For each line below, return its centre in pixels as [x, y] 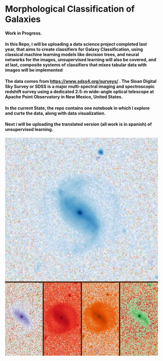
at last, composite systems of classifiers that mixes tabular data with [76, 65]
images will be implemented [34, 70]
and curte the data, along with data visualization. [55, 113]
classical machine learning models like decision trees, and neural [72, 55]
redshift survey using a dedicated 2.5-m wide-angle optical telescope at [80, 92]
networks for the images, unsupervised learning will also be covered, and [81, 60]
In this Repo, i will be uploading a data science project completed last [76, 44]
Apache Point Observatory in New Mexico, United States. [64, 96]
